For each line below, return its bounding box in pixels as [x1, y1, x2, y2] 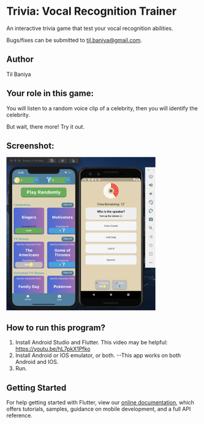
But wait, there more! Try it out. [6, 123, 85, 130]
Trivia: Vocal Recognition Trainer [6, 4, 177, 18]
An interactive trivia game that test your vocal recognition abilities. [6, 25, 173, 32]
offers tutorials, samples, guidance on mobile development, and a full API [6, 406, 191, 412]
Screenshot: [6, 140, 55, 151]
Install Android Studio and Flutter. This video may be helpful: [15, 339, 168, 346]
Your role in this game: [6, 88, 94, 99]
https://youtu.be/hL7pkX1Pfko [15, 345, 91, 353]
